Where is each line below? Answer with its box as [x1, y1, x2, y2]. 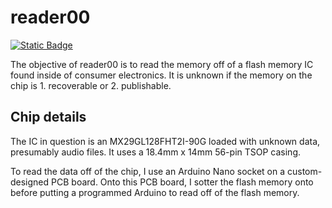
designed [10, 176, 50, 188]
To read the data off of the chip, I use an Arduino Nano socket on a [10, 165, 286, 177]
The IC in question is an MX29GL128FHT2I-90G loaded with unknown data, [10, 135, 321, 147]
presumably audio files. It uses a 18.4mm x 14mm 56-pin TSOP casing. [10, 146, 301, 158]
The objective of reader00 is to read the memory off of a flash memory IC [10, 58, 314, 70]
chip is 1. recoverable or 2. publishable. [10, 79, 172, 91]
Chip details [10, 109, 87, 126]
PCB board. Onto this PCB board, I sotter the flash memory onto [51, 176, 314, 188]
